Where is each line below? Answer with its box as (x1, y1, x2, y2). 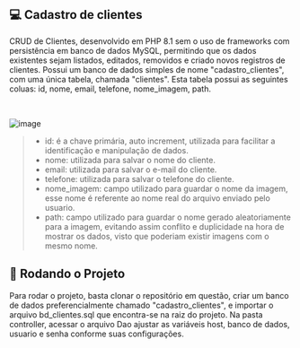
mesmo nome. (44, 240, 99, 251)
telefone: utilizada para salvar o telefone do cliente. (44, 173, 235, 184)
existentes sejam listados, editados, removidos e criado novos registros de (9, 55, 286, 65)
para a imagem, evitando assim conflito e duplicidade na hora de (44, 221, 285, 231)
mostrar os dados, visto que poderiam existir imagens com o (44, 231, 269, 241)
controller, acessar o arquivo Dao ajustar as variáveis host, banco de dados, (9, 318, 290, 329)
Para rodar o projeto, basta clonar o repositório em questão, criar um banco (9, 290, 289, 300)
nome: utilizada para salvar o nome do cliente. (44, 154, 216, 165)
